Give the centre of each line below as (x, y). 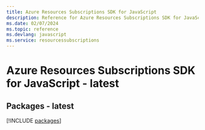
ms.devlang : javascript (37, 35)
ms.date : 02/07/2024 (33, 23)
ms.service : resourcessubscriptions (53, 40)
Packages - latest (40, 106)
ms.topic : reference (33, 29)
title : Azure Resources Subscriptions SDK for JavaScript (81, 12)
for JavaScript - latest (63, 84)
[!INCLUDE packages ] (34, 121)
